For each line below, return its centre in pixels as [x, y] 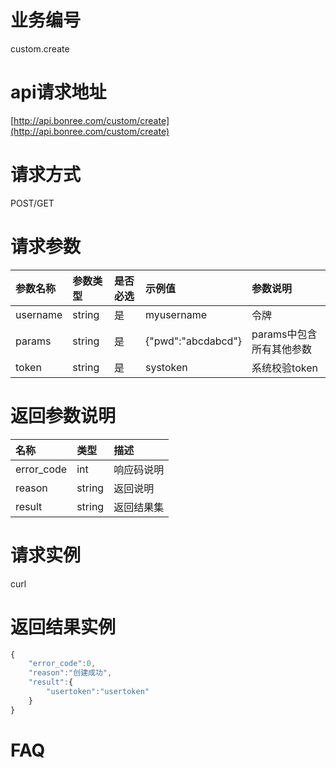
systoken [166, 367]
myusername [175, 314]
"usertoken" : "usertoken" [98, 692]
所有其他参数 [282, 349]
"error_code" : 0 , [62, 664]
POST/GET [32, 203]
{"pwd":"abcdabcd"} [193, 341]
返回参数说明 [63, 415]
